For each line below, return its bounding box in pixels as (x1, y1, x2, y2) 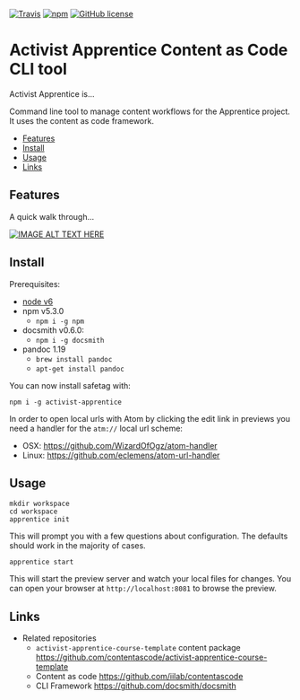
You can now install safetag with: (9, 380, 132, 390)
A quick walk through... (9, 211, 95, 222)
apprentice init (9, 515, 70, 524)
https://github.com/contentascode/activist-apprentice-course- (35, 652, 268, 663)
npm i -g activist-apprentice (9, 398, 123, 407)
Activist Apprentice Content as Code (9, 40, 288, 60)
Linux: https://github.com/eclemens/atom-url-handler (21, 450, 220, 460)
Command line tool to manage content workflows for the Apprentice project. (9, 106, 291, 117)
